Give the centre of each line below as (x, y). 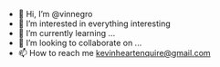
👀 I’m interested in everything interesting (94, 24)
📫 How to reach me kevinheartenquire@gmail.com (115, 53)
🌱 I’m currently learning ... (67, 33)
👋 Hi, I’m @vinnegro (55, 14)
